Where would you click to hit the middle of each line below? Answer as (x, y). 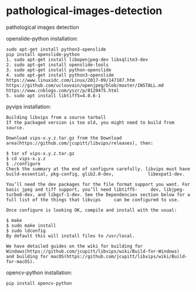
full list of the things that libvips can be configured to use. (93, 200)
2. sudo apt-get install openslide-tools (58, 65)
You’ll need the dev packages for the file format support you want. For (98, 184)
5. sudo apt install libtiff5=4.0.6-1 (53, 95)
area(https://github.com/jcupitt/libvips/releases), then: (80, 143)
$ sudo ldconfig (26, 231)
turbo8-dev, (21, 195)
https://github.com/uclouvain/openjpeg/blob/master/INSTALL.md (85, 85)
